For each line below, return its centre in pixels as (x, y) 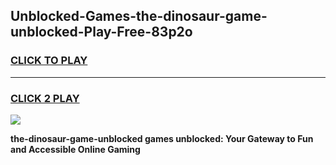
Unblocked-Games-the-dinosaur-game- (139, 16)
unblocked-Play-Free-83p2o (101, 32)
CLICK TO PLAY (49, 61)
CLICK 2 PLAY (45, 98)
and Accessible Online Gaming (75, 149)
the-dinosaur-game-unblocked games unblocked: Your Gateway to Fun (162, 138)
